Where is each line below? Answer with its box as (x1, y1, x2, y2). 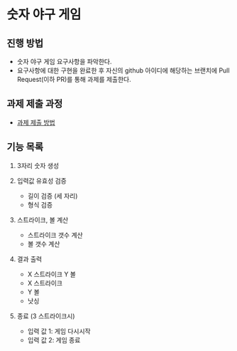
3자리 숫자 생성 (16, 161, 60, 169)
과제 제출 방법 (16, 118, 55, 127)
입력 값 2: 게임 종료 (27, 335, 81, 344)
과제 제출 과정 (6, 98, 63, 110)
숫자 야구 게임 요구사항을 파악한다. (16, 58, 112, 66)
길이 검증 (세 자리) (27, 192, 78, 200)
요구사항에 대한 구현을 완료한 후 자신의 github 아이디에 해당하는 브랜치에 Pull (16, 66, 230, 75)
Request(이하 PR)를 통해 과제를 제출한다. (16, 75, 132, 83)
